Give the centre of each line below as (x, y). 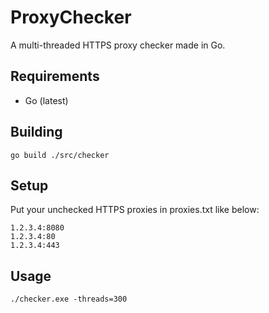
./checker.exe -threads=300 (69, 299)
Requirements (55, 76)
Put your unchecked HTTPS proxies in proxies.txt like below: (135, 210)
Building (36, 132)
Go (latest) (46, 100)
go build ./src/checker (60, 155)
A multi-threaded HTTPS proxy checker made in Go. (118, 45)
